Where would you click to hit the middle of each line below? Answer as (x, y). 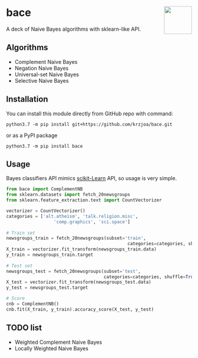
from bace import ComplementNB (44, 189)
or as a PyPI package (32, 135)
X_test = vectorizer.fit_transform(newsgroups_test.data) (79, 282)
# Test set (19, 266)
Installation (27, 100)
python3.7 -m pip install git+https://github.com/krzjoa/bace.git (89, 124)
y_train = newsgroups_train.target (50, 255)
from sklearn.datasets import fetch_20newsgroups (68, 195)
